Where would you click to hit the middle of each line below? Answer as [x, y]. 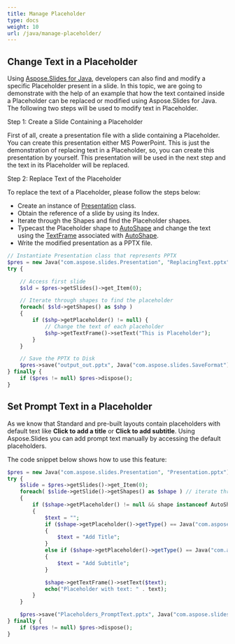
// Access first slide [53, 281]
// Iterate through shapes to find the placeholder [97, 301]
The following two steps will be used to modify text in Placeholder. [103, 108]
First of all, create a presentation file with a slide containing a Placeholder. [114, 135]
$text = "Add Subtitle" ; [93, 563]
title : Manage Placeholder [47, 14]
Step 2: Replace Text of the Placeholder [64, 178]
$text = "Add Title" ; [88, 537]
